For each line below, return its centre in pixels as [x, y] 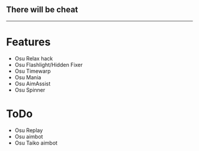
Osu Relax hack [34, 58]
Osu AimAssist [33, 83]
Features [28, 42]
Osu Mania [28, 77]
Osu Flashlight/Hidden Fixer [49, 65]
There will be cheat [42, 10]
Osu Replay [29, 130]
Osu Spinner [30, 90]
